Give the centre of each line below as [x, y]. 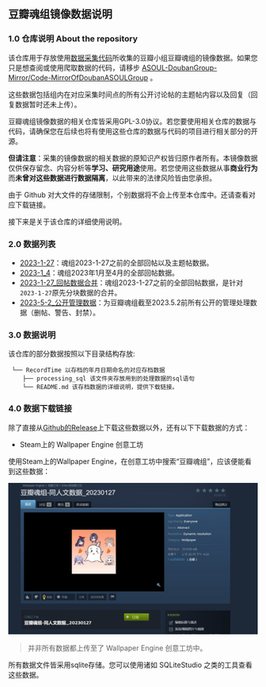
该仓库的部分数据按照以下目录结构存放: [72, 354]
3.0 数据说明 [32, 334]
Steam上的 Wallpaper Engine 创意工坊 [82, 444]
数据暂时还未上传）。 [48, 104]
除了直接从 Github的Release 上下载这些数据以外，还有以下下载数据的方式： [129, 427]
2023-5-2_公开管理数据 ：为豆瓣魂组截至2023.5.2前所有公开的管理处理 [135, 302]
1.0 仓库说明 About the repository [73, 39]
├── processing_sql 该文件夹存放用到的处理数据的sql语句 [109, 379]
